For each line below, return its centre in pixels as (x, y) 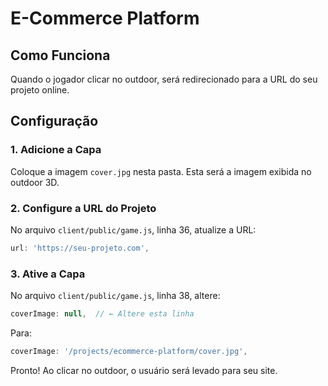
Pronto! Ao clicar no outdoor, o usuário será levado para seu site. (144, 370)
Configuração (54, 121)
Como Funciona (60, 55)
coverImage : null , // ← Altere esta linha (102, 314)
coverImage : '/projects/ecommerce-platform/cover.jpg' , (129, 352)
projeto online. (40, 90)
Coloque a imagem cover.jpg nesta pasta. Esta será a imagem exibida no (161, 171)
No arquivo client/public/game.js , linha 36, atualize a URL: (133, 229)
